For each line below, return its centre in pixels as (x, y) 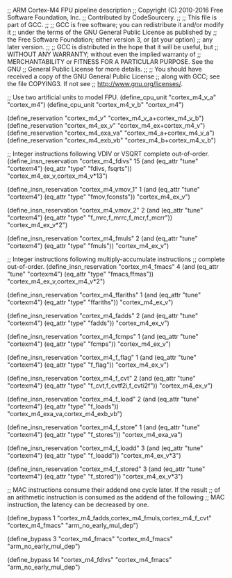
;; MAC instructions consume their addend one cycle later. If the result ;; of (114, 490)
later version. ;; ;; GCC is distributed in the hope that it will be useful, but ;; (113, 47)
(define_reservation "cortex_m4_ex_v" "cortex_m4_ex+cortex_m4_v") (106, 125)
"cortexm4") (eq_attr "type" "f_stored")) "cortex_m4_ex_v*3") (95, 476)
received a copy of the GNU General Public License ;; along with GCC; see (114, 76)
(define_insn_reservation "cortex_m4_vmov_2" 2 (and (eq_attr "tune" (105, 210)
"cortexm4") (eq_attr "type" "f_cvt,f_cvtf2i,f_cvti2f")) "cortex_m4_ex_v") (110, 386)
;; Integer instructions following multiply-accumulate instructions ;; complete (116, 259)
